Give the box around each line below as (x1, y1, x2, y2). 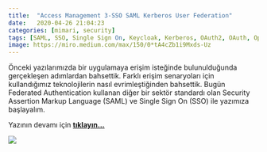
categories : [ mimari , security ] (8, 26, 115, 34)
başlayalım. (8, 104, 45, 115)
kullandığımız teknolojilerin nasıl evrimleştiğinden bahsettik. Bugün (8, 80, 226, 89)
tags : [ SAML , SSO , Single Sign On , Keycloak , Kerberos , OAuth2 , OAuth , (8, 33, 250, 42)
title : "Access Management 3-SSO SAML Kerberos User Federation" (8, 11, 233, 20)
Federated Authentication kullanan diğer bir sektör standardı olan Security (8, 88, 250, 97)
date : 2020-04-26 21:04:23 (8, 19, 105, 27)
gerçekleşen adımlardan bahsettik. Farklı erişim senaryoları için (8, 71, 215, 81)
